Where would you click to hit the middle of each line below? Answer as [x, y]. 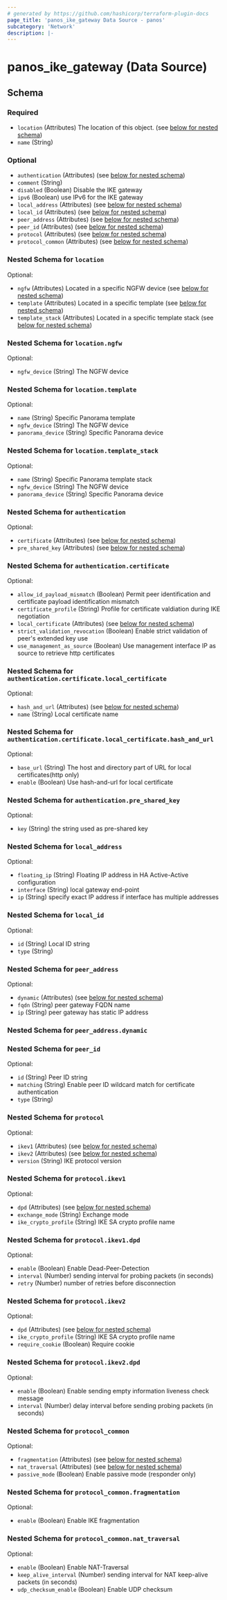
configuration [36, 882]
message [30, 1398]
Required [23, 112]
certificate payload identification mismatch [78, 602]
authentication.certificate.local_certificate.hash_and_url [111, 740]
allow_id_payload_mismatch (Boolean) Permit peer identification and [114, 594]
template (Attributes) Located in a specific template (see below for [112, 303]
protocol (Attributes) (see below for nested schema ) [92, 234]
